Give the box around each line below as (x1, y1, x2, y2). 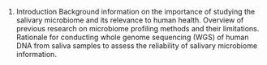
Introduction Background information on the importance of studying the (15, 7, 256, 16)
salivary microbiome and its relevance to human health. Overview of (15, 15, 244, 25)
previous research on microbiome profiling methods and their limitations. (15, 24, 260, 33)
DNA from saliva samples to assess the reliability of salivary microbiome (15, 41, 258, 51)
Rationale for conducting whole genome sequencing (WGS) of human (15, 32, 249, 42)
